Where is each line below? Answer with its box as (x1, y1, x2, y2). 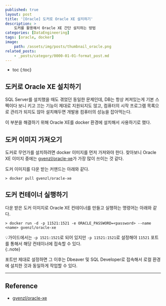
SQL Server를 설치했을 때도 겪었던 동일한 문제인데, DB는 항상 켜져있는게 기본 (5, 97, 154, 102)
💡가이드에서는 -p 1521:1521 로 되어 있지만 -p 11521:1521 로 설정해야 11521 (5, 234, 150, 240)
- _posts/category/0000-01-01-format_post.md (14, 53, 110, 58)
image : (5, 40, 19, 45)
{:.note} (5, 246, 21, 252)
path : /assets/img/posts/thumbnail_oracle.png (14, 44, 112, 49)
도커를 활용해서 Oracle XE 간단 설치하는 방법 (14, 26, 96, 31)
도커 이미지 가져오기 (5, 135, 62, 144)
